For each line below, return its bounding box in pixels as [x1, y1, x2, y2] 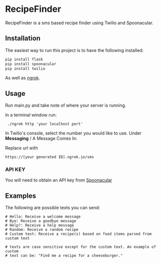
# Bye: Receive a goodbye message [5, 219, 77, 223]
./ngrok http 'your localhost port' [7, 122, 83, 127]
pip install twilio [5, 66, 46, 71]
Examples [5, 191, 36, 200]
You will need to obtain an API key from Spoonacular [5, 177, 112, 183]
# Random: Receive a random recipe [5, 227, 79, 232]
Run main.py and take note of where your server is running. [5, 102, 126, 108]
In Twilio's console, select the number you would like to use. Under [5, 130, 142, 136]
